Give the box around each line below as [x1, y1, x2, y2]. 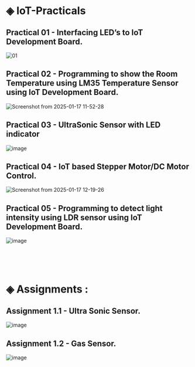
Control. [6, 171, 37, 181]
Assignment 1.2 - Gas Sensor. [6, 338, 117, 348]
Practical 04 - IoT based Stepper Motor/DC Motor [6, 162, 189, 172]
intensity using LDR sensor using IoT [6, 212, 142, 222]
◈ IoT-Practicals [6, 4, 86, 18]
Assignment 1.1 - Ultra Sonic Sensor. [6, 306, 141, 316]
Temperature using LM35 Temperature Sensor [6, 78, 179, 89]
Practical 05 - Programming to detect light [6, 203, 163, 213]
